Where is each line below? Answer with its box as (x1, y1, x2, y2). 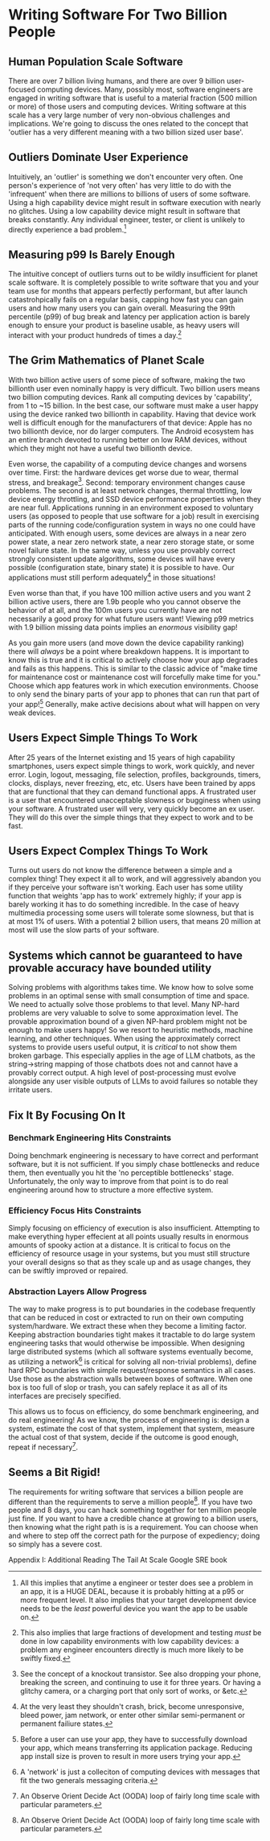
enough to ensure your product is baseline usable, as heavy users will (8, 320, 239, 331)
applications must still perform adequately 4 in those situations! (8, 571, 215, 582)
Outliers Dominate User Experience (8, 150, 189, 164)
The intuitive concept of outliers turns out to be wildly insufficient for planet (8, 269, 258, 279)
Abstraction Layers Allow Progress (8, 1286, 147, 1297)
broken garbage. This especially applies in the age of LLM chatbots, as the (8, 1051, 256, 1061)
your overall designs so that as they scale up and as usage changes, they (8, 1257, 252, 1268)
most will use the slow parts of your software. (8, 925, 159, 935)
